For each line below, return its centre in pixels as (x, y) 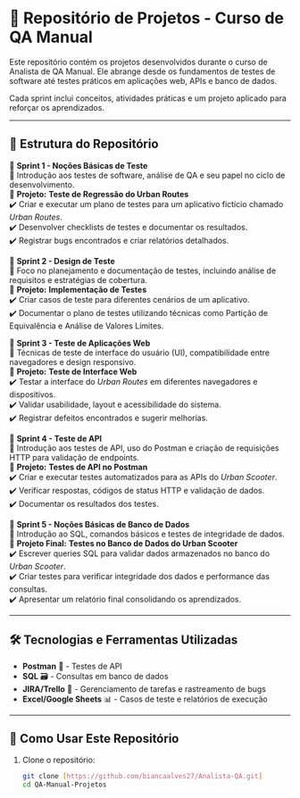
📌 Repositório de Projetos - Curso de (146, 18)
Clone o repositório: (58, 760)
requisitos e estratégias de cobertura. (78, 279)
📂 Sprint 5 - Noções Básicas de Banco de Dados (100, 524)
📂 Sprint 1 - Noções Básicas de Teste (79, 165)
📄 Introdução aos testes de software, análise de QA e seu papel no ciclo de (147, 175)
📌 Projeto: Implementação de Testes (78, 289)
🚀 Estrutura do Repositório (84, 144)
